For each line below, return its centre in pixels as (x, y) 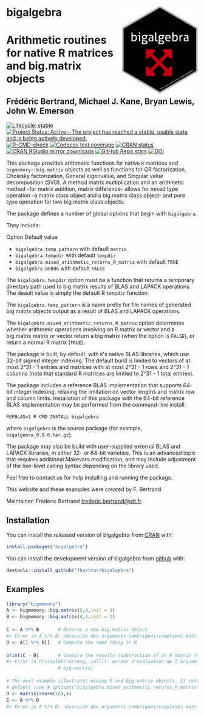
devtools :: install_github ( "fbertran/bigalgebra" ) (70, 570)
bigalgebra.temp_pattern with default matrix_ (72, 249)
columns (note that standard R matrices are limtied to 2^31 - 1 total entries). (100, 374)
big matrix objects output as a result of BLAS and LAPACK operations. (93, 311)
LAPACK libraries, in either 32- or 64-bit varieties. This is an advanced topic (101, 453)
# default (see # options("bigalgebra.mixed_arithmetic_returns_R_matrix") (104, 687)
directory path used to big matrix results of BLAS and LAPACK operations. (99, 287)
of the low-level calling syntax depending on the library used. (83, 466)
